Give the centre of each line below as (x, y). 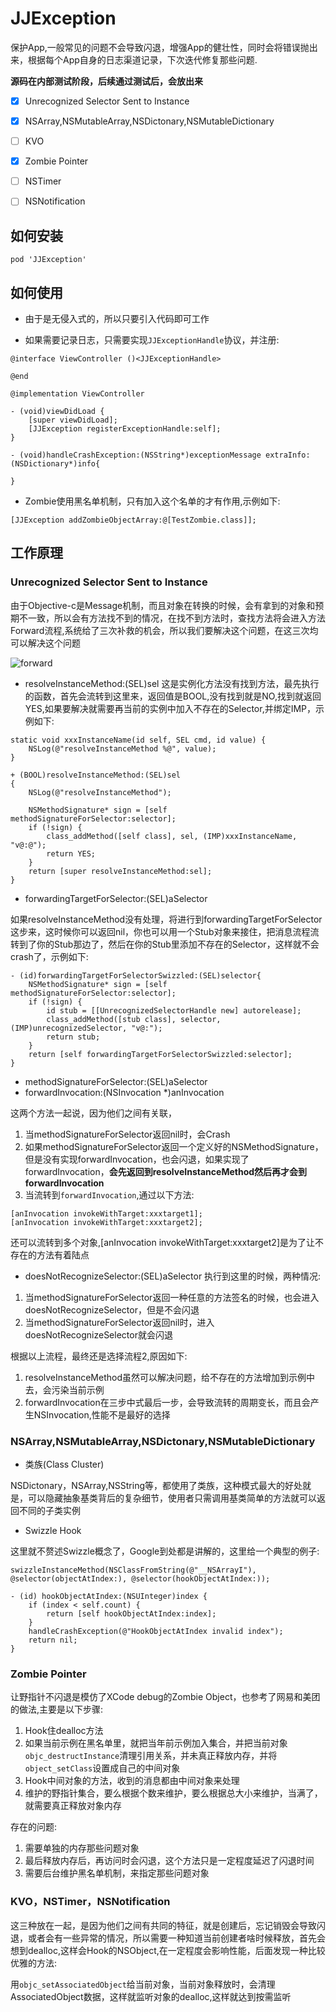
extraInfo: (288, 455)
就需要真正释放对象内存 (73, 1806)
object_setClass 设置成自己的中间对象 (102, 1768)
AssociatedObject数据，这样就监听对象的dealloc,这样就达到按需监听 (151, 1996)
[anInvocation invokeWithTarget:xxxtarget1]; (106, 1213)
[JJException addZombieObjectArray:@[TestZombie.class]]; (133, 520)
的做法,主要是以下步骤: (57, 1709)
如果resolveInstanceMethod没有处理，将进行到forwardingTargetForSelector (166, 919)
